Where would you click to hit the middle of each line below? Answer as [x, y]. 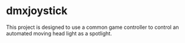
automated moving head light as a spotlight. [59, 33]
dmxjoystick [37, 11]
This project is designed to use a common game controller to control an [92, 27]
